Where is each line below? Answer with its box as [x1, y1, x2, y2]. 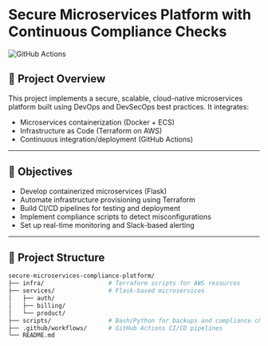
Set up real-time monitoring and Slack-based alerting [19, 220, 195, 229]
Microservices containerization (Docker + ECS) [19, 117, 175, 127]
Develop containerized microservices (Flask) [19, 186, 167, 196]
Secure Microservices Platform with [8, 6, 252, 24]
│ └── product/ [8, 309, 66, 317]
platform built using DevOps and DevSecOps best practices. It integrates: [8, 101, 250, 111]
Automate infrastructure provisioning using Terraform [19, 194, 195, 205]
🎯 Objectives [8, 165, 73, 179]
